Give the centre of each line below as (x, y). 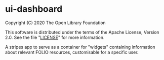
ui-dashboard (34, 9)
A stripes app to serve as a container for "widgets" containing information (80, 47)
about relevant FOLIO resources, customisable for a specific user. (72, 52)
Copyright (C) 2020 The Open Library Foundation (56, 23)
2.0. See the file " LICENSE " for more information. (55, 37)
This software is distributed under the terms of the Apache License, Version (82, 32)
